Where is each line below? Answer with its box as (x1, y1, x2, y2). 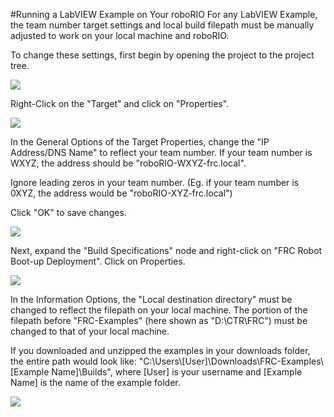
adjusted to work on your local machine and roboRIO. (10, 30, 230, 41)
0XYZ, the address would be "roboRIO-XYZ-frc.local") (10, 187, 233, 199)
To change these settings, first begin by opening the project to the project (10, 49, 315, 61)
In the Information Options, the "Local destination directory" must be (10, 294, 293, 305)
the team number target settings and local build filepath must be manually (10, 19, 315, 31)
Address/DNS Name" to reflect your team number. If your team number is (10, 147, 313, 158)
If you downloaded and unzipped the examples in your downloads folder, (10, 345, 311, 356)
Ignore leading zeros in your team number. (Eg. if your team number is (10, 177, 300, 188)
